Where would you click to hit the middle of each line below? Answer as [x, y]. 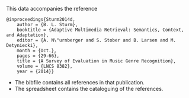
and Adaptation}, [28, 35]
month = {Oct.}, [37, 50]
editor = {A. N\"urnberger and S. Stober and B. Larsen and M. [97, 40]
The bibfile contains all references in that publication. [80, 82]
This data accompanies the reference [52, 9]
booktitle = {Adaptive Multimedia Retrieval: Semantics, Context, [100, 30]
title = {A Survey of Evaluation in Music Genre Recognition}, [97, 61]
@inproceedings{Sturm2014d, [41, 20]
